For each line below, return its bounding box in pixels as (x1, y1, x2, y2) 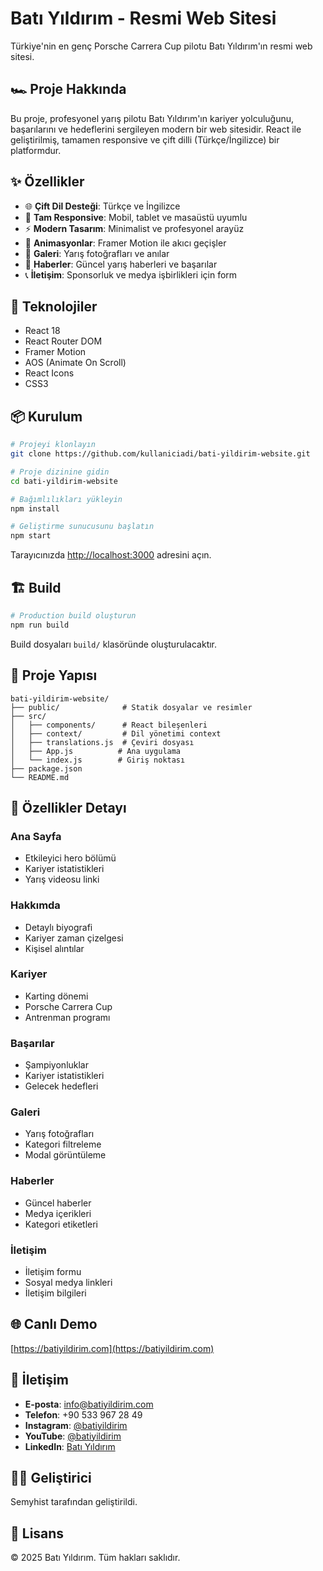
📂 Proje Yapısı (10, 667, 98, 684)
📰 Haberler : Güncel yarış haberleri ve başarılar (24, 258, 218, 270)
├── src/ (10, 711, 47, 721)
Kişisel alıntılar (24, 942, 85, 954)
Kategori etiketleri (24, 1218, 98, 1230)
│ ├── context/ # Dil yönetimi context (10, 728, 222, 739)
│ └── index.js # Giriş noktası (10, 755, 186, 765)
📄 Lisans (10, 1525, 65, 1542)
